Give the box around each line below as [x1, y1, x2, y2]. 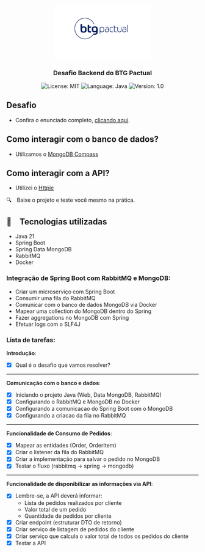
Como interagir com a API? [6, 168, 110, 178]
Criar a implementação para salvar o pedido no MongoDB [15, 455, 160, 463]
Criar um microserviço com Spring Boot [15, 288, 115, 295]
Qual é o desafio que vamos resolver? [15, 361, 111, 369]
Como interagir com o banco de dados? [6, 134, 159, 145]
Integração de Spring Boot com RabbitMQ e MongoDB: [6, 274, 171, 282]
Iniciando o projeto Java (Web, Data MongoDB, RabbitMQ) [15, 391, 162, 399]
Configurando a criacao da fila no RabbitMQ [15, 412, 126, 419]
